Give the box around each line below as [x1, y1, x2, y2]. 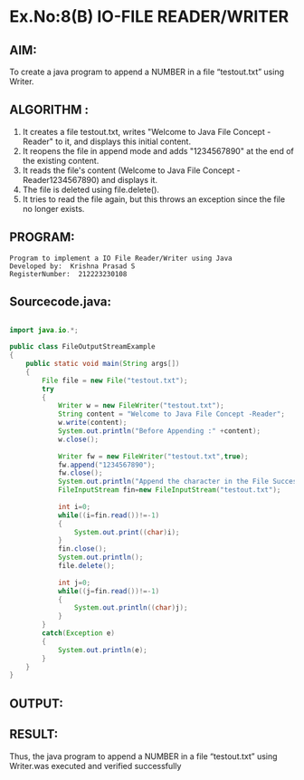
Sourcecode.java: [9, 294, 111, 310]
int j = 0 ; [57, 578, 91, 587]
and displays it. [100, 174, 158, 185]
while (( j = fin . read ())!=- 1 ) [57, 586, 160, 595]
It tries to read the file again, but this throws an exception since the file [22, 193, 286, 205]
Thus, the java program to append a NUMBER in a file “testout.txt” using [9, 750, 278, 762]
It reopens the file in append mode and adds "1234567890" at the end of [22, 145, 294, 156]
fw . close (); [57, 468, 103, 477]
